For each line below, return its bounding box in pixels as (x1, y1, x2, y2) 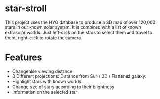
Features (5, 52, 42, 63)
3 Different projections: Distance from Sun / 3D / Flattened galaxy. (12, 73, 146, 79)
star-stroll (5, 3, 47, 14)
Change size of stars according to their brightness (12, 84, 115, 90)
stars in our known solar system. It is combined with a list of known (5, 24, 141, 30)
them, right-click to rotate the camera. (5, 35, 82, 41)
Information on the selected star (12, 89, 78, 95)
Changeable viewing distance (12, 68, 73, 74)
